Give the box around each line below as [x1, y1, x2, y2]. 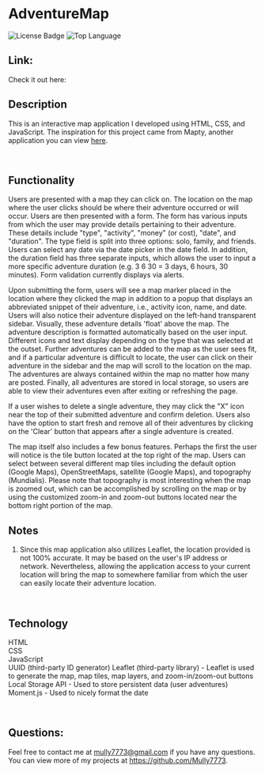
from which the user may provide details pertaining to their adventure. [8, 220, 237, 229]
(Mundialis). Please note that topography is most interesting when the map [8, 476, 252, 485]
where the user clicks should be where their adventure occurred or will [8, 203, 240, 213]
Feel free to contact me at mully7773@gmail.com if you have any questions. [8, 747, 256, 756]
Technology [8, 617, 69, 630]
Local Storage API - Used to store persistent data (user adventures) [8, 680, 229, 688]
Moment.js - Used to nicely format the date [8, 688, 149, 697]
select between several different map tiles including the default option [8, 459, 236, 469]
